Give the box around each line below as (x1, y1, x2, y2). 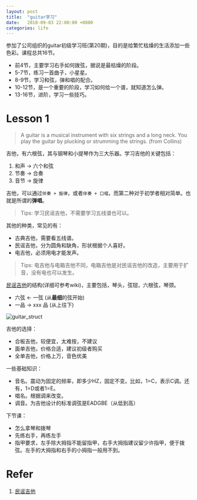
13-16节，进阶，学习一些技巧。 (14, 91, 90, 98)
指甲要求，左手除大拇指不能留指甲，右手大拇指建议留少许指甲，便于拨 (14, 439, 185, 446)
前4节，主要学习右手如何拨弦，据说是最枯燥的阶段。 (14, 62, 142, 69)
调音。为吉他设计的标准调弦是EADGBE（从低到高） (14, 399, 139, 406)
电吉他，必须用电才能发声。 (14, 249, 82, 256)
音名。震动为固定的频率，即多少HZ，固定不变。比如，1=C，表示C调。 (14, 378, 185, 385)
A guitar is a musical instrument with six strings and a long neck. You (20, 132, 188, 139)
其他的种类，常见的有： (6, 222, 63, 229)
